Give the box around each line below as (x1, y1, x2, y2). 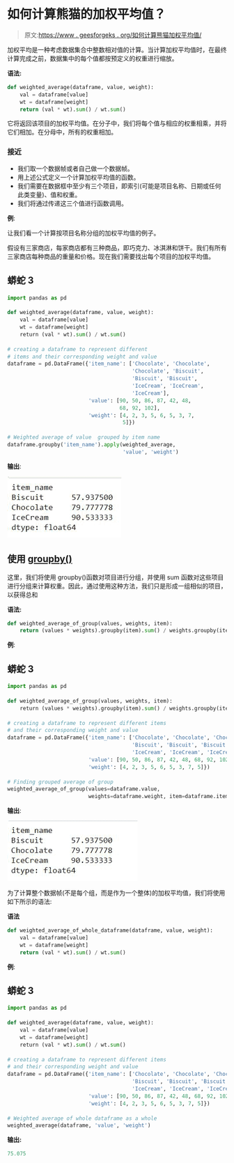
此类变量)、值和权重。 (17, 190, 81, 198)
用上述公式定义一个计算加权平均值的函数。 (17, 173, 140, 181)
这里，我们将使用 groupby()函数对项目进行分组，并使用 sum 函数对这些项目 (7, 572, 224, 581)
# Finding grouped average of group (7, 778, 114, 786)
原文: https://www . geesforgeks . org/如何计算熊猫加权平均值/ (24, 31, 202, 39)
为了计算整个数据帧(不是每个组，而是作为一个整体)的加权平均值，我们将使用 (7, 889, 226, 897)
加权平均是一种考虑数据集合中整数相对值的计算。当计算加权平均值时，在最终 (7, 45, 227, 54)
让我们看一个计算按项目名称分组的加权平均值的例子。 (7, 228, 160, 237)
